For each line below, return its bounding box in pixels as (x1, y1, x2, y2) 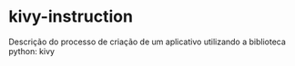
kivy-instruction (8, 6, 134, 27)
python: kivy (8, 45, 56, 56)
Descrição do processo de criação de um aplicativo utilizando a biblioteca (8, 36, 286, 47)
